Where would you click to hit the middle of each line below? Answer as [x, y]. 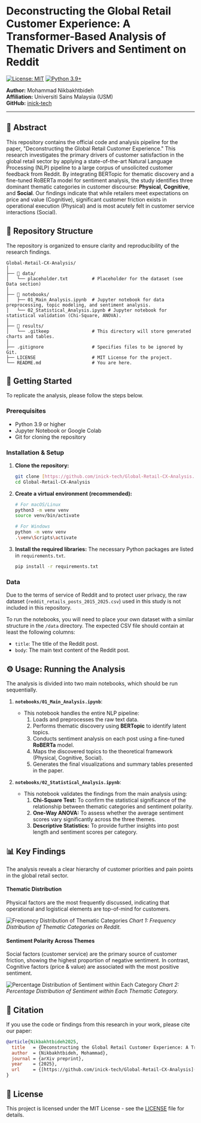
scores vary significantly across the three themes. [95, 819]
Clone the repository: [42, 465]
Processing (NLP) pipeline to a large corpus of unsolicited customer [90, 167]
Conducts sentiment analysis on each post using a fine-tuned [109, 738]
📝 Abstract [26, 128]
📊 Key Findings [36, 851]
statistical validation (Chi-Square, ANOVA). [64, 315]
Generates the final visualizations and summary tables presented [113, 764]
